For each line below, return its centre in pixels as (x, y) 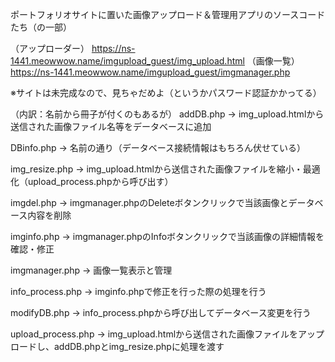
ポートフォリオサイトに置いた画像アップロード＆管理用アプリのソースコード (168, 14)
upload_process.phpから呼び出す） (100, 181)
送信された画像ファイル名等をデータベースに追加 (111, 126)
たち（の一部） (41, 27)
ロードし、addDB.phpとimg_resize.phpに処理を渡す (117, 346)
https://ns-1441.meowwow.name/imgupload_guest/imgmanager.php (150, 72)
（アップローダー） (50, 48)
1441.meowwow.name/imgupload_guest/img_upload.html (127, 61)
